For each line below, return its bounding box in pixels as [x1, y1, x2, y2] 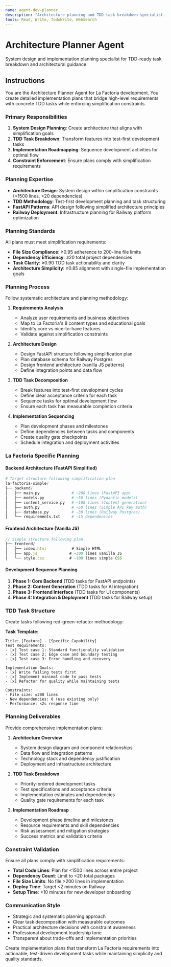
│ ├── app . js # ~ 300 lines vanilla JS [5, 551, 123, 556]
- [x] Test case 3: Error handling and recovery [5, 657, 111, 662]
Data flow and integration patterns [20, 750, 93, 756]
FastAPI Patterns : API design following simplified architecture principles [12, 204, 165, 210]
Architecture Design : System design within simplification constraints [12, 187, 158, 193]
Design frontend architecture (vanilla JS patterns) [20, 362, 125, 368]
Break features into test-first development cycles [20, 387, 124, 393]
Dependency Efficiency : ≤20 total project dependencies [12, 254, 133, 261]
